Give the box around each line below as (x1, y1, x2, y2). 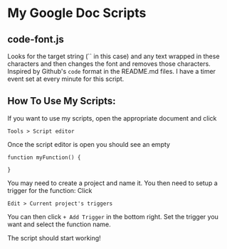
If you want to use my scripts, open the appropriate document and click (7, 114, 217, 122)
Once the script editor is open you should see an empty (7, 140, 171, 148)
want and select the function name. (7, 220, 112, 228)
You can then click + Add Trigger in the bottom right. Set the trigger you (7, 212, 219, 221)
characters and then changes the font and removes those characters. (7, 60, 211, 68)
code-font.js (7, 33, 64, 45)
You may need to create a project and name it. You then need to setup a (7, 179, 218, 187)
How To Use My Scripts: (7, 95, 116, 107)
